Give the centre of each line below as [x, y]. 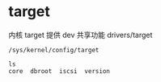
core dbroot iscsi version [59, 71]
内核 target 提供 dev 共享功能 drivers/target [80, 35]
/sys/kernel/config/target [54, 50]
